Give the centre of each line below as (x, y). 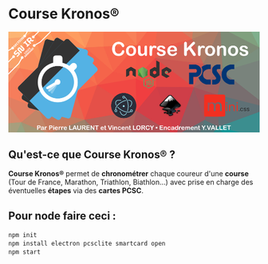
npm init (23, 235)
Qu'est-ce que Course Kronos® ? (92, 154)
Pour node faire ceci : (62, 216)
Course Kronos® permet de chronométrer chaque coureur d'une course (129, 174)
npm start (25, 252)
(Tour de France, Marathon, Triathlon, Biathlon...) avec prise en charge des (131, 182)
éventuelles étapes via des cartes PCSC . (76, 191)
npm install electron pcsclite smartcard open (87, 244)
